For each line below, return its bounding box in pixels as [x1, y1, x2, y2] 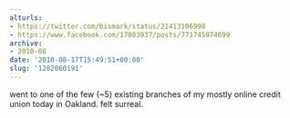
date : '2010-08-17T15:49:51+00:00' [9, 55, 145, 64]
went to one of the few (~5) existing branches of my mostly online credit [9, 88, 281, 100]
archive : [9, 38, 43, 48]
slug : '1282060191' [9, 64, 84, 74]
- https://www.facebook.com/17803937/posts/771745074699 [9, 30, 231, 39]
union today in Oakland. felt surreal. [9, 98, 144, 109]
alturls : [9, 13, 43, 23]
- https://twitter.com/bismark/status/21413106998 [9, 22, 206, 31]
